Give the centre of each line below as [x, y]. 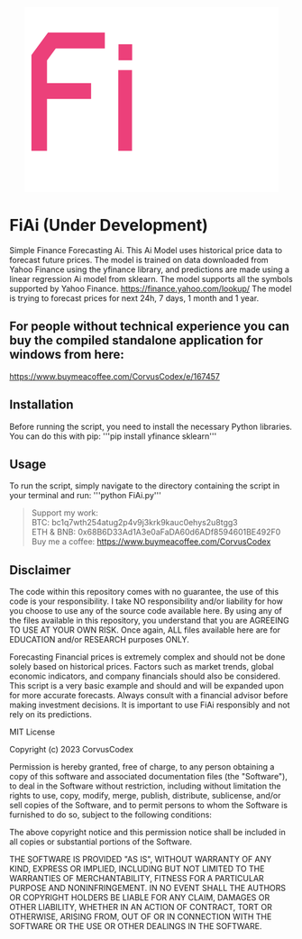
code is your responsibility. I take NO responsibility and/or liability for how [146, 601]
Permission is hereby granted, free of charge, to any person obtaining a [142, 767]
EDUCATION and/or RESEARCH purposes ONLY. [99, 640]
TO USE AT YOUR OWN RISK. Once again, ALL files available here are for [145, 630]
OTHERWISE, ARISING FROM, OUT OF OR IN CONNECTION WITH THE [141, 916]
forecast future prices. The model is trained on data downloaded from [139, 260]
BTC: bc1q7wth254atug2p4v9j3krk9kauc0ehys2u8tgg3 [134, 523]
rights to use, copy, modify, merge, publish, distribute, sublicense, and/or [145, 796]
